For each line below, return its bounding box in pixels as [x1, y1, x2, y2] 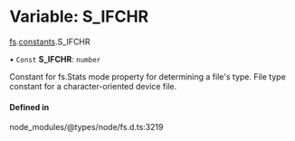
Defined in [9, 101, 50, 112]
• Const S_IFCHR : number [9, 53, 101, 64]
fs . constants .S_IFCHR [9, 36, 90, 47]
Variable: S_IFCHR [9, 6, 149, 27]
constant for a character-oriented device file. [9, 80, 177, 91]
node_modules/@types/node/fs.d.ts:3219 [9, 122, 164, 133]
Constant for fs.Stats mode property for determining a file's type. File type [9, 70, 287, 82]
